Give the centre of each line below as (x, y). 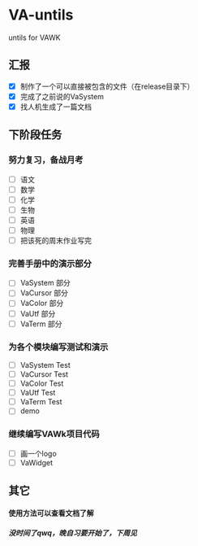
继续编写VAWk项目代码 (54, 435)
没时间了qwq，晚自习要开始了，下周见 (73, 533)
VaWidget (36, 462)
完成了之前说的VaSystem (62, 96)
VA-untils (41, 15)
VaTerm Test (41, 402)
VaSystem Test (45, 365)
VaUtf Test (38, 393)
